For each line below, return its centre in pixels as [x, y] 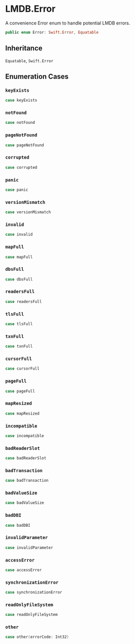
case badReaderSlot [26, 458]
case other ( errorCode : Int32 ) [37, 637]
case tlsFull [19, 324]
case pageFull [20, 391]
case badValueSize [25, 503]
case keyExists [21, 100]
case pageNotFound [25, 145]
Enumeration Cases [37, 77]
